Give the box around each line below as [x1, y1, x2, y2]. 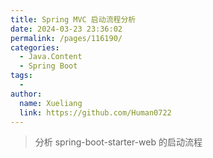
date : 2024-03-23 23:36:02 [10, 24, 123, 34]
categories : [10, 42, 60, 53]
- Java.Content [19, 52, 83, 62]
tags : [10, 71, 33, 81]
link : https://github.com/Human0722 [19, 107, 172, 118]
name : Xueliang [19, 98, 83, 108]
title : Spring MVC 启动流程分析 [10, 14, 137, 25]
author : [10, 89, 43, 99]
